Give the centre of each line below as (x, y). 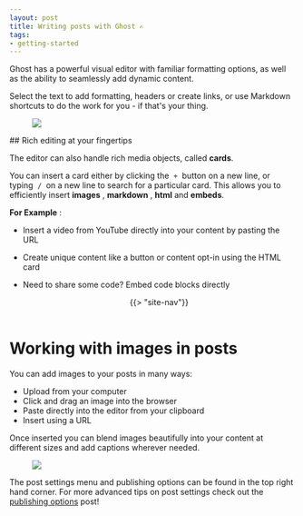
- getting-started (44, 43)
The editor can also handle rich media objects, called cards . (122, 158)
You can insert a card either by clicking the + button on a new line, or (140, 176)
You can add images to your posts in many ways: (101, 374)
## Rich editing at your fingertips (71, 141)
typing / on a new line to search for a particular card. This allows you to (145, 185)
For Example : (35, 213)
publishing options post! (54, 501)
